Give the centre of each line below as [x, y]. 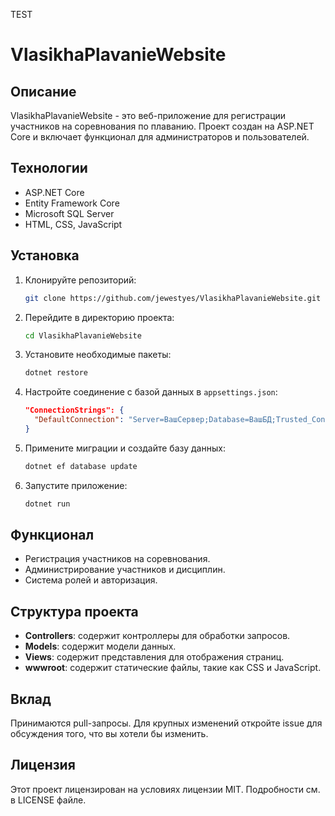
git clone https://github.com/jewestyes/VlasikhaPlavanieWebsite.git [173, 298]
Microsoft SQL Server [69, 213]
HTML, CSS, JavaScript [73, 224]
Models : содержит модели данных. [100, 646]
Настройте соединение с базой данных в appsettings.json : [151, 392]
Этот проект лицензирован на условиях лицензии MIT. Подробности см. [165, 789]
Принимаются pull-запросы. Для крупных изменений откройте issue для [166, 723]
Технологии [49, 168]
